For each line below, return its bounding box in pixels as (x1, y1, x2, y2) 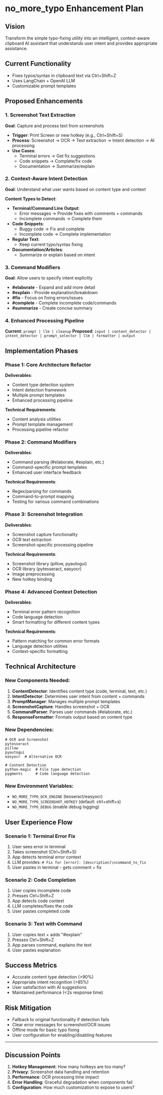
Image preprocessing (12, 571, 55, 577)
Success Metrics (5, 961, 57, 969)
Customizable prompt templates (12, 83, 76, 89)
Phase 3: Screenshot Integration (5, 511, 83, 518)
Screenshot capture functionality (12, 531, 78, 537)
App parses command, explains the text (12, 942, 92, 947)
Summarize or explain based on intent (19, 252, 96, 258)
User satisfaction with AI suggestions (12, 984, 87, 990)
